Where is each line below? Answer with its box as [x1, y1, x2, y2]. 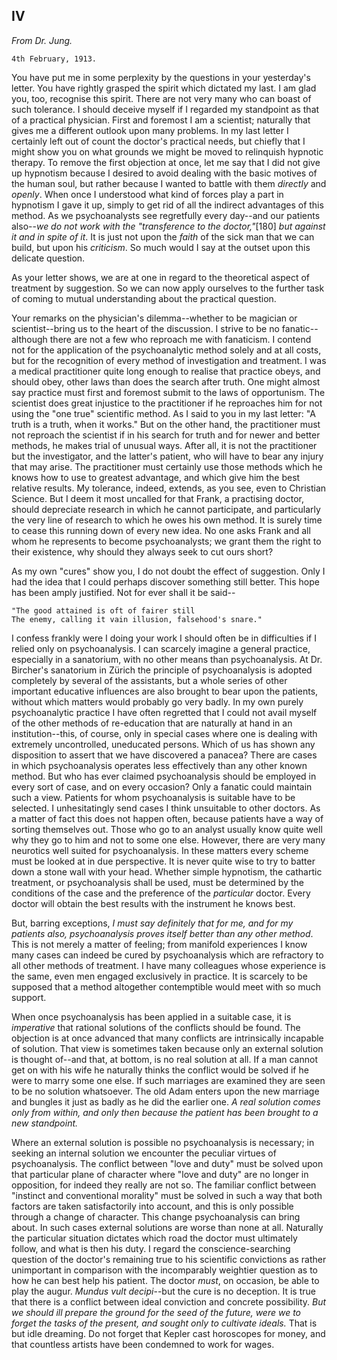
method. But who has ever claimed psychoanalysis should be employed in [11, 770, 317, 782]
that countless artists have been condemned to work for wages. [11, 1338, 275, 1350]
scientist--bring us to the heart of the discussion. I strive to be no [11, 322, 280, 334]
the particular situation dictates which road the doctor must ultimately [11, 1232, 298, 1244]
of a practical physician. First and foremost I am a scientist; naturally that [11, 114, 311, 126]
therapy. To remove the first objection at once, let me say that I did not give [11, 156, 321, 168]
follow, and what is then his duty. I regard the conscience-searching [11, 1242, 291, 1254]
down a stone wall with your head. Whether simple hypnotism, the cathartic [11, 865, 323, 878]
